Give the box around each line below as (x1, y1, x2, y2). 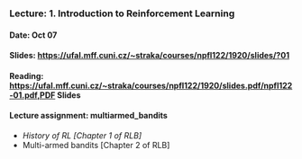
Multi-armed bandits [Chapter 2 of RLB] (22, 139, 170, 150)
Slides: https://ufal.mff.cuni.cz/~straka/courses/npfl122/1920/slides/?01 (9, 50, 290, 61)
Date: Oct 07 (9, 30, 58, 40)
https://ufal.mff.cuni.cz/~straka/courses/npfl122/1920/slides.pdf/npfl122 (9, 80, 293, 91)
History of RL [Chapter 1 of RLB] (22, 129, 142, 141)
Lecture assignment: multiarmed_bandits (9, 110, 169, 121)
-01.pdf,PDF (9, 89, 56, 101)
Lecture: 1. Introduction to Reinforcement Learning (9, 7, 235, 20)
